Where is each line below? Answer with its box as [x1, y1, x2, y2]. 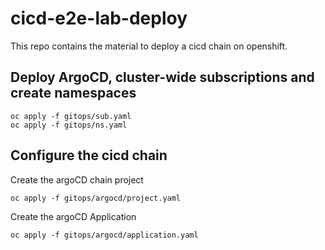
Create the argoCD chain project [10, 173, 144, 186]
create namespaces [10, 85, 137, 102]
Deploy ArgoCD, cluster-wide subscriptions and [10, 69, 315, 86]
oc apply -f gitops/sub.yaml [10, 111, 132, 121]
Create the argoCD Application [10, 210, 137, 222]
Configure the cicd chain [10, 147, 168, 164]
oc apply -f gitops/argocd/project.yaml [10, 193, 182, 203]
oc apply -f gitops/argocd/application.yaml [10, 230, 199, 240]
